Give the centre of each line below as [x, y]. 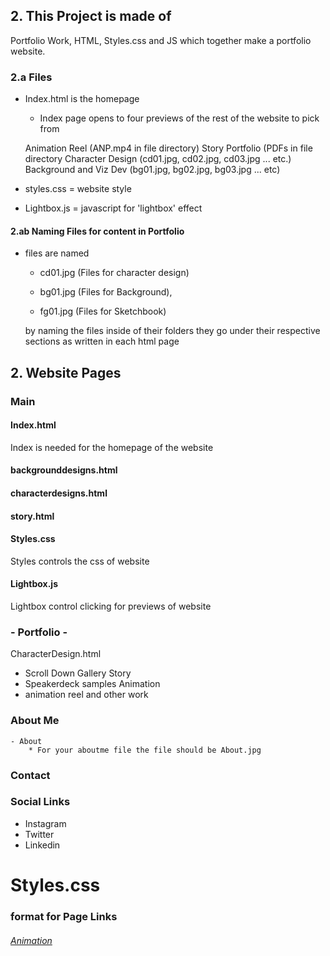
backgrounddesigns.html [64, 470]
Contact [30, 775]
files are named [57, 253]
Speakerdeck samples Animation [92, 684]
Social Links [40, 802]
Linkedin [42, 845]
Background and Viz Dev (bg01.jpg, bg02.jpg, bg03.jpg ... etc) [152, 170]
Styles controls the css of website [80, 561]
